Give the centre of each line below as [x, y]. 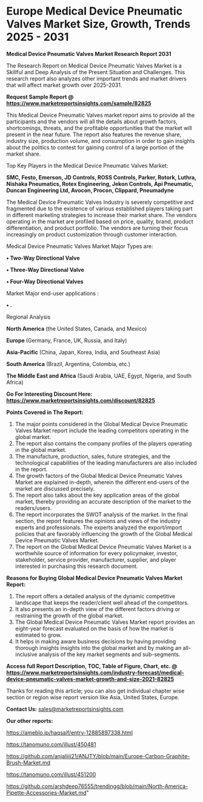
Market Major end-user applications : [52, 293]
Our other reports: [30, 721]
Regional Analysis [28, 317]
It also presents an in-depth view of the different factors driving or [98, 609]
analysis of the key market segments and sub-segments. [109, 654]
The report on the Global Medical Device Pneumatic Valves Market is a [103, 547]
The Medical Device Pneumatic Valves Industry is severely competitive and [100, 202]
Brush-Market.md [28, 762]
